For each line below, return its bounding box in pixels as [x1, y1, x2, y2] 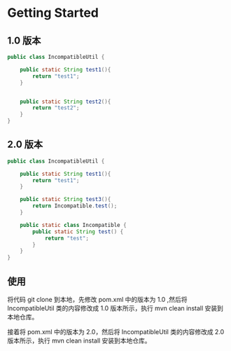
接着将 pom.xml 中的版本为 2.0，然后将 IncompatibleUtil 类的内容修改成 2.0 [7, 328, 225, 336]
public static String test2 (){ [20, 98, 111, 105]
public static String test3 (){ [20, 196, 111, 203]
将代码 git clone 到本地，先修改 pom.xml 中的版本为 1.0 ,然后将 [7, 296, 188, 303]
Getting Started [7, 5, 99, 21]
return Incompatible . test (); [32, 202, 118, 209]
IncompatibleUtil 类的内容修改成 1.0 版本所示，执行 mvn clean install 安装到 [7, 304, 224, 312]
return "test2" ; [32, 104, 80, 111]
